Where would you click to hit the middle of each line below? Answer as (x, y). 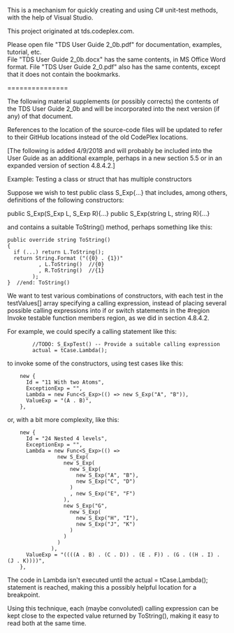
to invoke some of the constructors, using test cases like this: (95, 363)
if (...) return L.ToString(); (59, 252)
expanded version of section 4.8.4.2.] (61, 166)
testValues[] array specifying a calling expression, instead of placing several (117, 303)
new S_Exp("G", (86, 506)
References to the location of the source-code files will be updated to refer (115, 130)
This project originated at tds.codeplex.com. (71, 31)
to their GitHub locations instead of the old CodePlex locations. (98, 137)
